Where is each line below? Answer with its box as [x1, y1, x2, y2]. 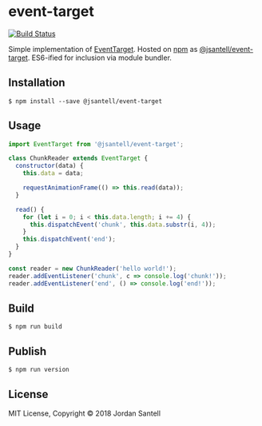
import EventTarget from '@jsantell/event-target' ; [8, 140, 184, 148]
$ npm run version [8, 366, 69, 374]
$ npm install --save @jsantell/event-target [8, 97, 162, 106]
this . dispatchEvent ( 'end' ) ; [22, 235, 116, 244]
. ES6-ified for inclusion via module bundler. [27, 53, 172, 62]
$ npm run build [8, 323, 62, 331]
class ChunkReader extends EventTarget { [8, 154, 149, 162]
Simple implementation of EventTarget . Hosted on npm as [8, 44, 198, 54]
